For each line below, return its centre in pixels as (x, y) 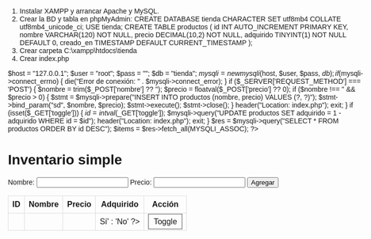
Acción (165, 204)
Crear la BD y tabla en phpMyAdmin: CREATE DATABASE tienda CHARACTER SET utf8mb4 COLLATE (180, 19)
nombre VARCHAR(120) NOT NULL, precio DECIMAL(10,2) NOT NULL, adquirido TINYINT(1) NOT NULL (183, 35)
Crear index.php (44, 59)
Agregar (263, 182)
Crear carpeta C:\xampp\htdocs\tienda (78, 51)
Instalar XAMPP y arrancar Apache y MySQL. (90, 11)
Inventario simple (65, 160)
